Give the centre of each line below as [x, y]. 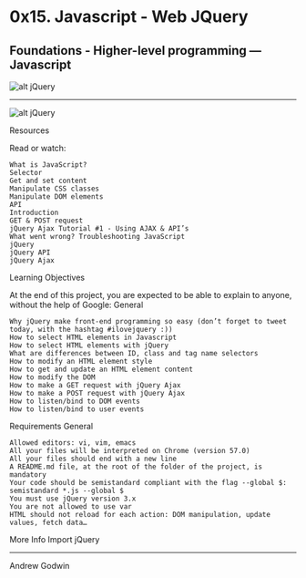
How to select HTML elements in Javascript [93, 337]
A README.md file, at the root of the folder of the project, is [136, 467]
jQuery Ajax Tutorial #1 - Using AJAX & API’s [99, 229]
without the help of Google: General [76, 304]
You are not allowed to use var [71, 507]
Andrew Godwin [40, 566]
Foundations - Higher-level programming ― [136, 51]
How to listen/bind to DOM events [75, 401]
